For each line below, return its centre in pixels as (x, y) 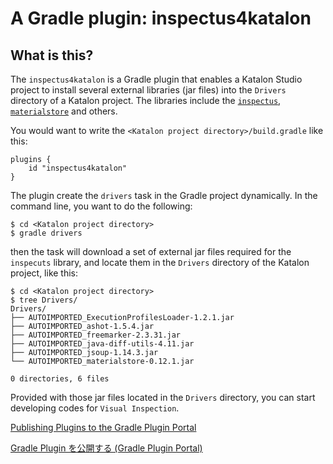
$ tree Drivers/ (44, 300)
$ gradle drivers (46, 233)
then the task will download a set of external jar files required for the (151, 251)
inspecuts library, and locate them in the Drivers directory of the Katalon (160, 262)
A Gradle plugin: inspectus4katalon (161, 18)
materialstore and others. (64, 111)
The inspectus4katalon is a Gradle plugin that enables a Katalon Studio (156, 79)
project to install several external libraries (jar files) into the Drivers (148, 90)
